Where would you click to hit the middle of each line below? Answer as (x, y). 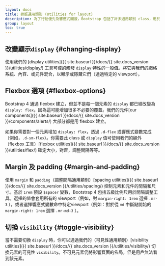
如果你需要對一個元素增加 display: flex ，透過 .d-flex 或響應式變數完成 (79, 132)
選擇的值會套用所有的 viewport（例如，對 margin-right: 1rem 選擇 (81, 198)
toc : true (15, 28)
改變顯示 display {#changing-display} (63, 49)
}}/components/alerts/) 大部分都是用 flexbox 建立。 (57, 121)
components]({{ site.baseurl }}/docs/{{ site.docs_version (62, 115)
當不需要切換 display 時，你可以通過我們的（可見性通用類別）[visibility (77, 240)
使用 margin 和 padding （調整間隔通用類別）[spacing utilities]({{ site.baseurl (82, 180)
